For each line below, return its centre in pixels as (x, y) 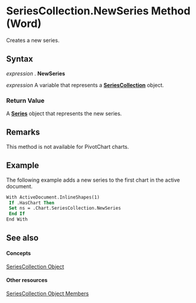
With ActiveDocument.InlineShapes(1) (53, 197)
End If (17, 214)
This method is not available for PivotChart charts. (68, 146)
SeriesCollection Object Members (48, 293)
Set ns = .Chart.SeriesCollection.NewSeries (65, 208)
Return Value (25, 100)
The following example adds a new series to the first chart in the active (93, 180)
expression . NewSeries (36, 74)
